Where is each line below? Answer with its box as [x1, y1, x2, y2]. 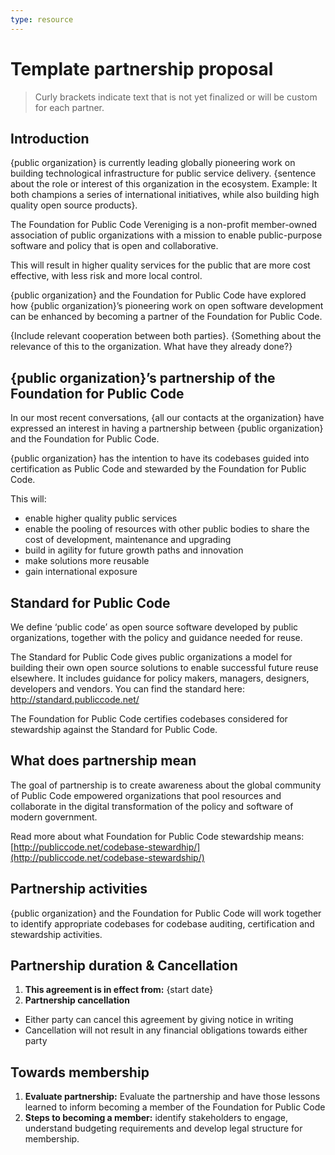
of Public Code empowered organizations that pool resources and [10, 789, 282, 801]
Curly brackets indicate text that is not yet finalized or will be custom [34, 91, 318, 103]
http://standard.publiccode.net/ [10, 694, 140, 705]
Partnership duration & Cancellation [10, 957, 238, 975]
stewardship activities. [10, 928, 103, 940]
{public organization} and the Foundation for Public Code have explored [10, 289, 307, 301]
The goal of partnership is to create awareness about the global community [10, 779, 322, 791]
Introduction [10, 130, 90, 147]
